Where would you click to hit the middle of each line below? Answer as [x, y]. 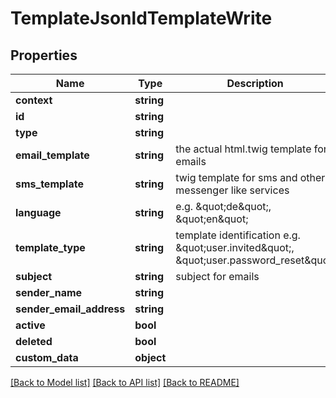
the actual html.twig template [243, 149]
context [34, 100]
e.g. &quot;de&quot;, [223, 206]
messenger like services [232, 190]
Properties [44, 55]
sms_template [49, 184]
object [150, 357]
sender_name [49, 292]
